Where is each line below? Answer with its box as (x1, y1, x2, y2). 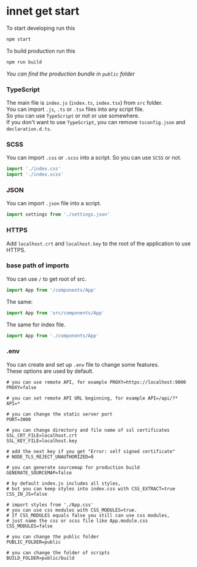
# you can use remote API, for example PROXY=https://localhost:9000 (6, 379, 187, 385)
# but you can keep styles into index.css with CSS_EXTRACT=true (6, 485, 175, 491)
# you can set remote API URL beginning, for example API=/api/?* (6, 395, 178, 401)
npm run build (6, 59, 43, 65)
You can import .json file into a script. (6, 200, 102, 207)
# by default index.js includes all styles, (6, 480, 121, 487)
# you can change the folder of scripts (6, 549, 111, 555)
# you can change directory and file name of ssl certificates (6, 427, 170, 433)
